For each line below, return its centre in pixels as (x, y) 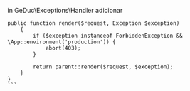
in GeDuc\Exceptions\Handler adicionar (65, 10)
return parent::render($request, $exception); (103, 67)
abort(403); (63, 48)
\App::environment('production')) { (62, 42)
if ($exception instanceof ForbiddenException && (108, 36)
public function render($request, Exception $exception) (94, 23)
